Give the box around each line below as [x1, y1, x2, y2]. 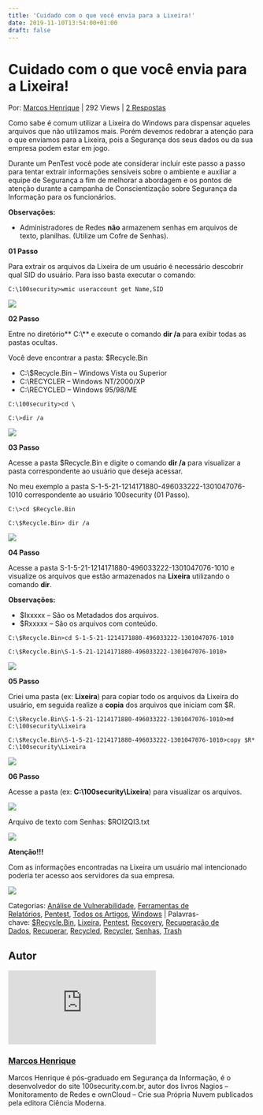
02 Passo [8, 314, 39, 324]
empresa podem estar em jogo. [8, 144, 110, 153]
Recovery [131, 918, 163, 927]
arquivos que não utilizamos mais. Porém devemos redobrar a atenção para [8, 127, 254, 137]
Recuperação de [165, 918, 220, 927]
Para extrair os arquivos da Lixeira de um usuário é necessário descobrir [8, 262, 244, 271]
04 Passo [8, 548, 40, 557]
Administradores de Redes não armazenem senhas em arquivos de [19, 223, 238, 233]
